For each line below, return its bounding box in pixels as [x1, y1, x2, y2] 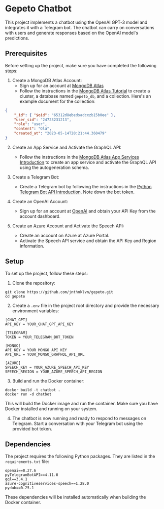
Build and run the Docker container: [12, 378, 85, 383]
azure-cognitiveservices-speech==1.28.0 [5, 481, 90, 486]
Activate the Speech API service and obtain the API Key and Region [19, 238, 157, 244]
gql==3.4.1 [5, 476, 28, 482]
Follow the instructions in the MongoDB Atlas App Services [19, 154, 139, 160]
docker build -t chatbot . [5, 387, 61, 392]
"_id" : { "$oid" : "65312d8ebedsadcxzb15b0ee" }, [14, 112, 116, 118]
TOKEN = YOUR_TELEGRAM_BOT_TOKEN [5, 335, 74, 339]
